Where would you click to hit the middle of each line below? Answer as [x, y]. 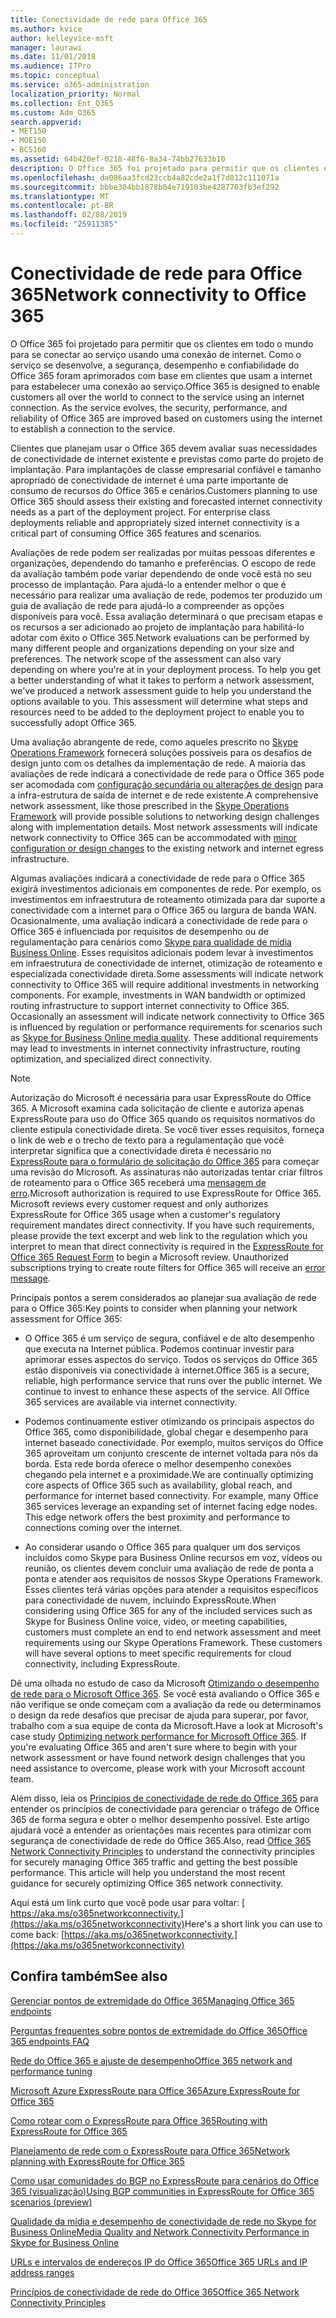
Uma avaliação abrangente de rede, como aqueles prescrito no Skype [154, 742]
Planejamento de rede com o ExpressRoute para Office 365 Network [150, 2150]
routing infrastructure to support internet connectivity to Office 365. [150, 1005]
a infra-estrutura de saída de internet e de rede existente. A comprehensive [164, 795]
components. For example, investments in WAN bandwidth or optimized [158, 995]
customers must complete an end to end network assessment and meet [173, 1632]
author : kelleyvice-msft [62, 38]
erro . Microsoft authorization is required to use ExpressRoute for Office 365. [166, 1193]
